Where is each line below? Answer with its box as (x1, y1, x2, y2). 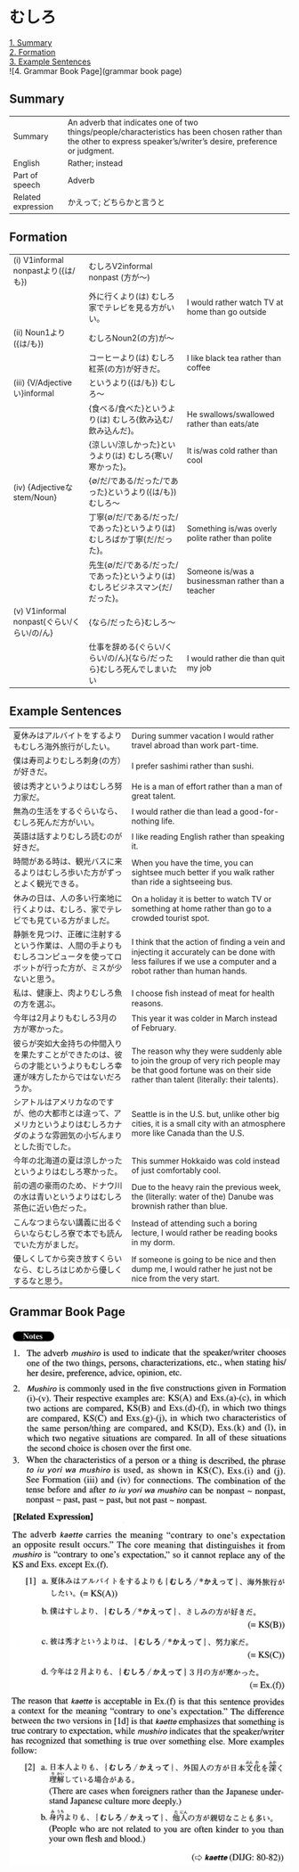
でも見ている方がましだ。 (20, 915, 115, 925)
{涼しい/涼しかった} (88, 439, 160, 449)
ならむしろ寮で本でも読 (28, 1227, 115, 1238)
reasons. (131, 998, 164, 1009)
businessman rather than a (186, 576, 285, 587)
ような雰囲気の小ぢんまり (28, 1129, 123, 1140)
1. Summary (9, 37, 53, 48)
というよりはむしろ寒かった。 (12, 1166, 123, 1177)
